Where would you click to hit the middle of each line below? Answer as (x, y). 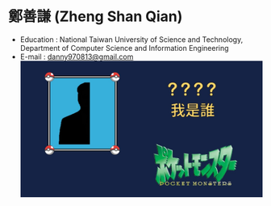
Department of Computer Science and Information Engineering (124, 48)
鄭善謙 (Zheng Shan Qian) (96, 17)
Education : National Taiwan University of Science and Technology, (131, 39)
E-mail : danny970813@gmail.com (77, 57)
